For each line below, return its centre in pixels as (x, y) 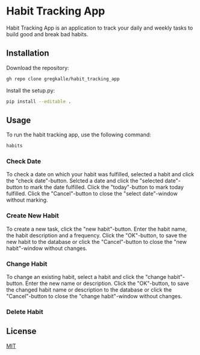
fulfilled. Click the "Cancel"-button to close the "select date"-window (92, 194)
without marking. (27, 200)
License (21, 331)
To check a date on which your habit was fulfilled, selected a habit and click (100, 174)
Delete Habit (25, 312)
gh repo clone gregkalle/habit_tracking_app (63, 79)
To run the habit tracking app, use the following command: (79, 135)
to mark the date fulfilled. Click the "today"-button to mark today (104, 187)
